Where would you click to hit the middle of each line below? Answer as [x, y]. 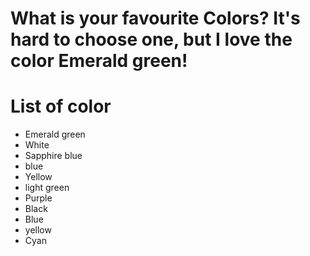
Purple [38, 198]
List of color [61, 106]
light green [47, 188]
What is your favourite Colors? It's [155, 18]
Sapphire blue [53, 156]
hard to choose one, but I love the [151, 39]
